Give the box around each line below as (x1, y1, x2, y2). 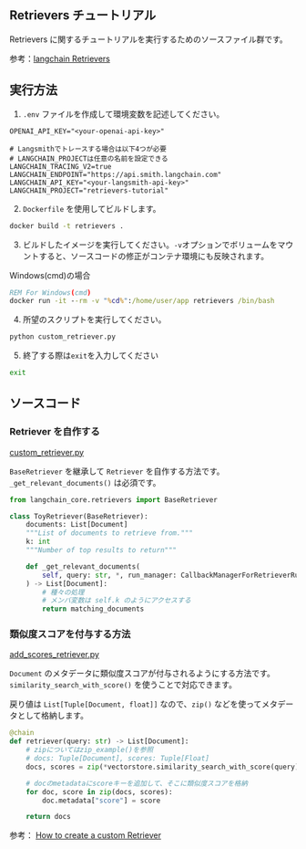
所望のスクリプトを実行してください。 (22, 314, 167, 325)
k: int (25, 537, 51, 547)
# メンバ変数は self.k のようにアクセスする (42, 596, 191, 605)
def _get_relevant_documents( (25, 561, 141, 571)
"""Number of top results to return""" (25, 546, 178, 555)
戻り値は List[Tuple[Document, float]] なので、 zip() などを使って (9, 698, 262, 709)
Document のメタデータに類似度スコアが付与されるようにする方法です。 (9, 668, 275, 679)
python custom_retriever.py (9, 332, 117, 341)
